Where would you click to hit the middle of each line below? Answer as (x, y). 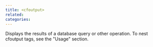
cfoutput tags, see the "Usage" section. (47, 39)
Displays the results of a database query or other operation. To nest (77, 34)
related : (15, 15)
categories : (18, 19)
